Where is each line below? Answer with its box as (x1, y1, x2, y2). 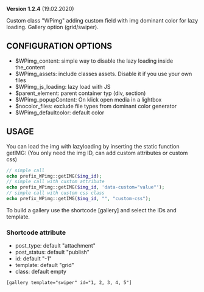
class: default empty (15, 268, 67, 276)
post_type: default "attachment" (15, 242, 96, 249)
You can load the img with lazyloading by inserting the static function (6, 142, 180, 150)
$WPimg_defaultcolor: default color (15, 109, 105, 116)
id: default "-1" (15, 255, 52, 262)
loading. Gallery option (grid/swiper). (6, 24, 99, 30)
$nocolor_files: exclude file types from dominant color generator (15, 102, 177, 109)
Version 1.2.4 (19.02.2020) (6, 5, 74, 12)
